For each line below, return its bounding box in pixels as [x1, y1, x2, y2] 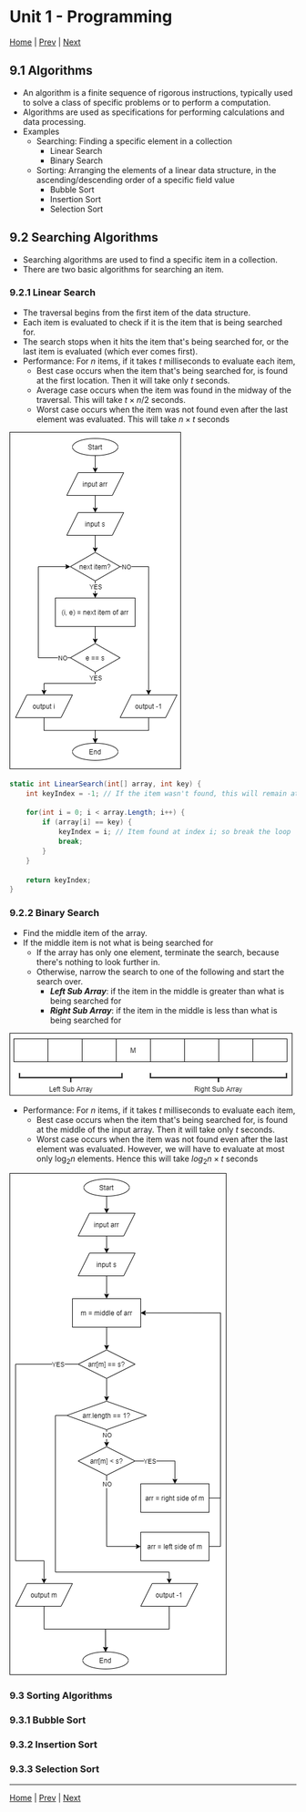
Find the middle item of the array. [22, 927, 148, 938]
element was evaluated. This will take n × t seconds [36, 413, 230, 425]
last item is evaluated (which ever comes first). [22, 345, 199, 356]
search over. [36, 975, 84, 986]
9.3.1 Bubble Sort [9, 1714, 87, 1726]
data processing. [22, 116, 87, 127]
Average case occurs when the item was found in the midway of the [36, 385, 291, 396]
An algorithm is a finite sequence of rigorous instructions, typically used [22, 87, 293, 98]
